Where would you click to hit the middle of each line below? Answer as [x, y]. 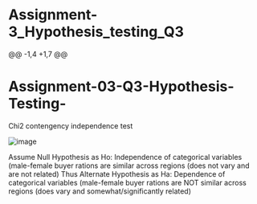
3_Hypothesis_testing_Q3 [96, 32]
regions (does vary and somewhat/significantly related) [100, 191]
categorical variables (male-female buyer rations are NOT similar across [127, 182]
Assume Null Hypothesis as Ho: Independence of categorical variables [125, 157]
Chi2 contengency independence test [71, 125]
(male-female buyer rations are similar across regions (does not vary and [129, 165]
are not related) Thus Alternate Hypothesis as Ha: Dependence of [117, 173]
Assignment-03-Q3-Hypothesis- [121, 87]
